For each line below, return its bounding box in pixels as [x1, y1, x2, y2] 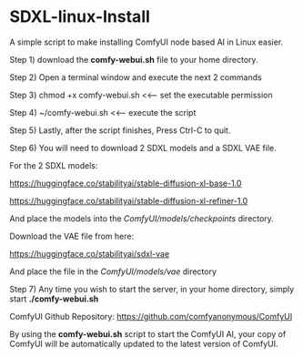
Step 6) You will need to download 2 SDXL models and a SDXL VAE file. [9, 142, 277, 153]
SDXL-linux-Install [9, 6, 150, 27]
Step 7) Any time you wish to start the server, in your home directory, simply [9, 283, 295, 294]
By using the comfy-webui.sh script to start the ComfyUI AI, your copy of [9, 328, 287, 339]
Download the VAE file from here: [9, 230, 135, 241]
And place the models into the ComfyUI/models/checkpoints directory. [9, 212, 275, 224]
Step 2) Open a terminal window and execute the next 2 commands [9, 71, 262, 83]
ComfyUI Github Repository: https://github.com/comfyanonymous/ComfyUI [9, 311, 293, 322]
